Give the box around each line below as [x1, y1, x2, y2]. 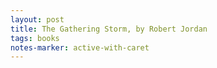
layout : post [10, 14, 65, 25]
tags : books [10, 33, 60, 43]
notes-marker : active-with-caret [10, 42, 150, 53]
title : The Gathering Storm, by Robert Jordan [10, 24, 208, 34]
